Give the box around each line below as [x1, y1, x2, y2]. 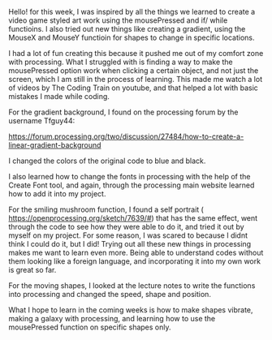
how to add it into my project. [8, 189, 106, 198]
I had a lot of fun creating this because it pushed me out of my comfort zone [8, 49, 264, 58]
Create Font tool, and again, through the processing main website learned [8, 180, 255, 190]
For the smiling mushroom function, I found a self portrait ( [8, 204, 205, 214]
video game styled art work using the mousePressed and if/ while [8, 15, 228, 25]
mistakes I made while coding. [8, 92, 110, 101]
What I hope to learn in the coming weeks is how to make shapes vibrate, [8, 305, 253, 315]
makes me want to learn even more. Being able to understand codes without [8, 247, 264, 257]
